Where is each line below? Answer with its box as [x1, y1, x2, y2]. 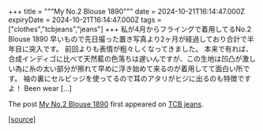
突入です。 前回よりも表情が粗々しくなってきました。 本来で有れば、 [28, 44, 254, 54]
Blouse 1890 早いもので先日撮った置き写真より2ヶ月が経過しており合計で [8, 35, 247, 43]
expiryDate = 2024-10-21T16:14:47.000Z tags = [8, 15, 162, 24]
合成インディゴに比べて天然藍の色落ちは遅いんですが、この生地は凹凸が [8, 54, 242, 63]
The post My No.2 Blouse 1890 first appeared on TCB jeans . [8, 99, 204, 109]
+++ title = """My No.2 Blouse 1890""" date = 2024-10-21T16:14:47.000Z [8, 7, 246, 16]
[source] [8, 114, 36, 124]
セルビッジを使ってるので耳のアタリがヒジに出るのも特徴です [51, 74, 251, 83]
